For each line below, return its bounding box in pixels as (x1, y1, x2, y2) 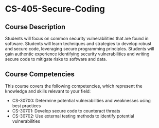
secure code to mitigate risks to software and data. (5, 56, 107, 62)
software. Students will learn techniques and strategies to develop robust (5, 41, 152, 47)
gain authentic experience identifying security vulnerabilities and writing (5, 51, 150, 57)
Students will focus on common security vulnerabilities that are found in (5, 35, 149, 41)
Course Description (5, 23, 66, 31)
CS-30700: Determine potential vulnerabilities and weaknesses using (12, 97, 151, 103)
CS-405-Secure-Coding (5, 3, 106, 15)
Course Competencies (5, 70, 74, 79)
